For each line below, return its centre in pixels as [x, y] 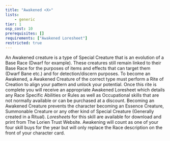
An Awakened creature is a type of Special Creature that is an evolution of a [85, 57]
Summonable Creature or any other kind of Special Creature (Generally [80, 111]
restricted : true [24, 43]
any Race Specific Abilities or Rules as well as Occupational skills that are [82, 95]
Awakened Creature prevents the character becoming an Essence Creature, [85, 106]
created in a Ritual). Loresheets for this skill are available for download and [83, 117]
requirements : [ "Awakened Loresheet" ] [46, 39]
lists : [12, 15]
